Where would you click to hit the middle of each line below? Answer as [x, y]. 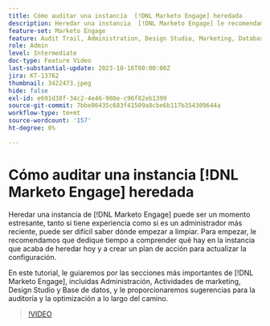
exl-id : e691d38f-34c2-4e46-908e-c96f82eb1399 [88, 98]
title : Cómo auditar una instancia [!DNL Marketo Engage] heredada [125, 16]
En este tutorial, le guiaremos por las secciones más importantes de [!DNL [131, 272]
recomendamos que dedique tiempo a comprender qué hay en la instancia [132, 240]
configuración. [33, 257]
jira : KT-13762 [34, 76]
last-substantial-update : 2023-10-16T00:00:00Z [90, 68]
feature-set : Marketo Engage [57, 31]
